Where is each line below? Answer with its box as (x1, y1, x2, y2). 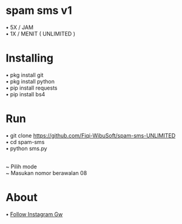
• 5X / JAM (5, 24, 34, 31)
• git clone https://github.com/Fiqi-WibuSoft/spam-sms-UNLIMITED (5, 131, 176, 139)
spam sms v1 (5, 4, 72, 18)
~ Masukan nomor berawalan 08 (5, 169, 87, 176)
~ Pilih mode (5, 163, 37, 170)
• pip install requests (5, 84, 58, 91)
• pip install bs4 (5, 90, 45, 97)
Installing (5, 51, 54, 65)
